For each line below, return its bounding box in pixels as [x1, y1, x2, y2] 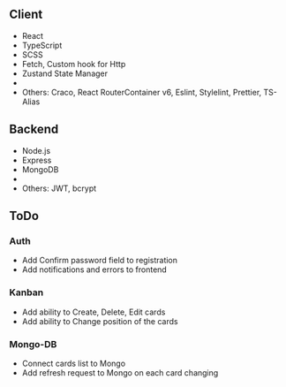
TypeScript [21, 40, 63, 50]
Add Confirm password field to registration [21, 255, 178, 266]
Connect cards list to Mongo [21, 358, 126, 368]
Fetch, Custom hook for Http [21, 58, 126, 69]
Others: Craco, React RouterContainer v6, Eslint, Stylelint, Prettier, [21, 87, 262, 97]
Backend [9, 122, 59, 137]
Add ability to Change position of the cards [21, 315, 178, 326]
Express [21, 155, 52, 165]
